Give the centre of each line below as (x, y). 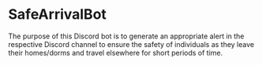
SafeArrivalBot (57, 14)
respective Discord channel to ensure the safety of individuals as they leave (131, 44)
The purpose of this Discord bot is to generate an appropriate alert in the (126, 36)
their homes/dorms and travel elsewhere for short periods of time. (116, 52)
